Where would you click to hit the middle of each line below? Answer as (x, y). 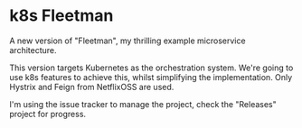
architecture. (33, 50)
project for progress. (48, 114)
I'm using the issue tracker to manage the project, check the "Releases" (143, 104)
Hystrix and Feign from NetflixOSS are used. (92, 87)
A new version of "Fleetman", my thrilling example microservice (127, 41)
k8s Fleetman (61, 16)
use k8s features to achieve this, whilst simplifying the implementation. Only (151, 77)
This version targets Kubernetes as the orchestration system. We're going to (151, 68)
